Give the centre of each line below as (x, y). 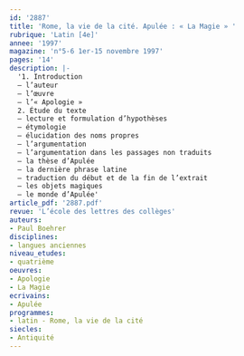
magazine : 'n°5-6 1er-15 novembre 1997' (87, 52)
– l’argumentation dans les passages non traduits (115, 152)
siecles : (26, 330)
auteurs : (26, 220)
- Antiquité (32, 338)
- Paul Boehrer (38, 228)
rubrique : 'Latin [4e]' (54, 34)
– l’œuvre (36, 93)
